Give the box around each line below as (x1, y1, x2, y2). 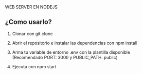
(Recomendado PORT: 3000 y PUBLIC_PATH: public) (12, 54, 118, 60)
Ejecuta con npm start (12, 63, 57, 69)
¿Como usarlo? (5, 18, 52, 26)
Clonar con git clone (12, 31, 53, 37)
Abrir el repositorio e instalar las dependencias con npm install (12, 40, 138, 46)
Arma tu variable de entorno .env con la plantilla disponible (12, 49, 130, 55)
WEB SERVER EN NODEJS (5, 4, 58, 10)
